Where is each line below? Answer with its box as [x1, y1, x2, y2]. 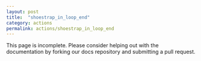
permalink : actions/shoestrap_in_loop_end [6, 25, 114, 32]
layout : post [6, 8, 39, 15]
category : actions [6, 20, 52, 26]
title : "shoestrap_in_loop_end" [6, 14, 90, 20]
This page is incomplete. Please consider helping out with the [6, 42, 159, 49]
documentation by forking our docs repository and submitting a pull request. [6, 48, 196, 56]
